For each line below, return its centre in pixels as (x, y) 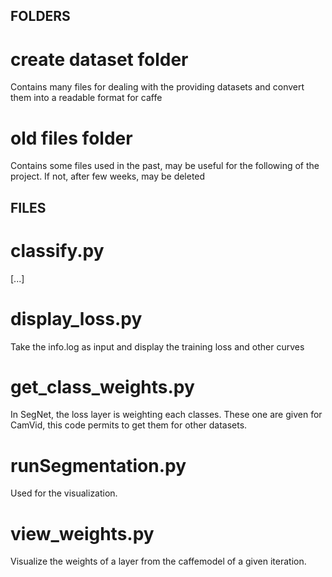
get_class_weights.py (102, 386)
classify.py (57, 250)
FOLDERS (40, 16)
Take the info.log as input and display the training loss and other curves (157, 346)
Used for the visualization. (64, 493)
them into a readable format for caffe (86, 98)
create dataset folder (99, 59)
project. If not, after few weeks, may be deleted (108, 176)
